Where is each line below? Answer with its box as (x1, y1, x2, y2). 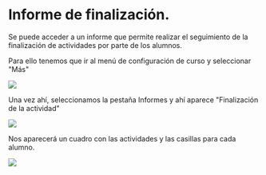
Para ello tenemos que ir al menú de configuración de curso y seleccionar (8, 56, 252, 66)
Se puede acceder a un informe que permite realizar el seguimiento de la (8, 32, 248, 42)
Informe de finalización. (8, 6, 170, 24)
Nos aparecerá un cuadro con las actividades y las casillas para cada (8, 133, 236, 143)
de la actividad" (8, 103, 60, 113)
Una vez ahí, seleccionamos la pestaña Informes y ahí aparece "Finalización (8, 94, 259, 105)
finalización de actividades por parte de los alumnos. (8, 40, 182, 50)
